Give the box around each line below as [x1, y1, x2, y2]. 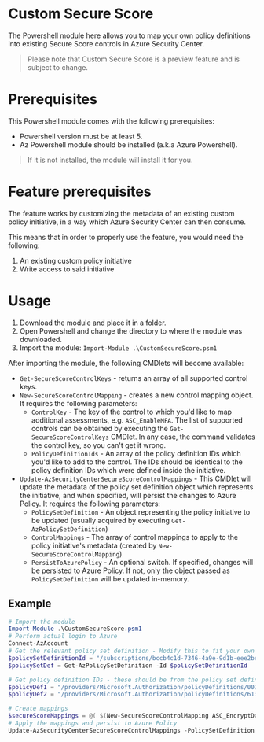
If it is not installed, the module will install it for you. [27, 155, 193, 164]
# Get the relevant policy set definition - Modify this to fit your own [8, 647, 255, 655]
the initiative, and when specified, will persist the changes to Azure [19, 490, 237, 500]
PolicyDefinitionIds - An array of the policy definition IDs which [31, 449, 241, 458]
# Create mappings [8, 705, 68, 713]
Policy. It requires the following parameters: [19, 499, 161, 508]
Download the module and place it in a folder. [19, 318, 167, 327]
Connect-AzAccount [8, 640, 68, 648]
